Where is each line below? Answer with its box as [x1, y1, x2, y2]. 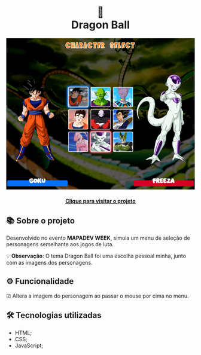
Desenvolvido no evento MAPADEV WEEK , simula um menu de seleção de [6, 234, 190, 241]
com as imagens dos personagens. [6, 259, 93, 266]
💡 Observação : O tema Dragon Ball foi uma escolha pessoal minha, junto [6, 252, 187, 259]
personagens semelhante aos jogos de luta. [6, 240, 114, 247]
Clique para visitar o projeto [65, 197, 136, 205]
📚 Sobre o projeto [6, 215, 75, 226]
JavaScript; [14, 342, 44, 349]
